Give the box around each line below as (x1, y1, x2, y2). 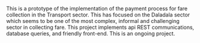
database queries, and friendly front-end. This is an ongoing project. (6, 30, 175, 37)
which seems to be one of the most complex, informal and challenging (6, 18, 180, 24)
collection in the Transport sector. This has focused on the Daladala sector (6, 11, 190, 18)
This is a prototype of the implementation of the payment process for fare (6, 5, 188, 12)
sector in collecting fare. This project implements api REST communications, (6, 24, 195, 31)
